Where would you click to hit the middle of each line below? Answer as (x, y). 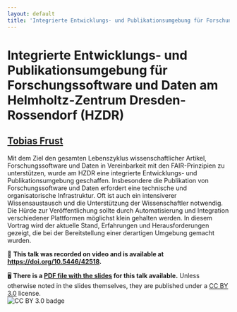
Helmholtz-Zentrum (67, 100)
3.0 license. (24, 293)
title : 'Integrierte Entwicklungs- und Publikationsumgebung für (105, 20)
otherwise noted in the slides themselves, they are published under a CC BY (118, 285)
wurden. (19, 240)
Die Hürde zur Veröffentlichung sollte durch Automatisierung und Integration (118, 210)
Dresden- (158, 100)
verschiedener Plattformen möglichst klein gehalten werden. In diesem (110, 218)
